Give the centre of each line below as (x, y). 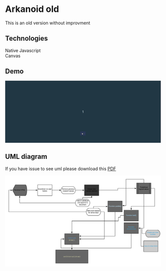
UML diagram (26, 157)
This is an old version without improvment (48, 23)
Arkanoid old (32, 9)
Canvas (13, 56)
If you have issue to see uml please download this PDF (61, 169)
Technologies (27, 38)
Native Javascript (23, 50)
